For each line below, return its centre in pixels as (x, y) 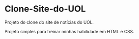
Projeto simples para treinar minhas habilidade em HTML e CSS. (69, 31)
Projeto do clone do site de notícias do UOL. (49, 22)
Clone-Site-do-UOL (45, 9)
